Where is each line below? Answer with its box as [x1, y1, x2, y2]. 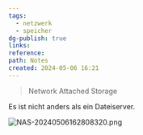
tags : [8, 11, 27, 20]
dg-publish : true [8, 34, 67, 43]
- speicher [15, 27, 53, 35]
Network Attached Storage [27, 86, 118, 96]
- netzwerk [15, 19, 53, 27]
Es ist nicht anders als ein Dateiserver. [8, 101, 136, 111]
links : [8, 42, 31, 50]
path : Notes [8, 57, 48, 65]
